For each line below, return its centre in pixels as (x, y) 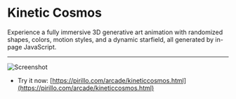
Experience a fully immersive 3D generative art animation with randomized (115, 32)
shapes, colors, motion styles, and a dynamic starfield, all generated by (111, 39)
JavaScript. (40, 47)
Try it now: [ (35, 80)
